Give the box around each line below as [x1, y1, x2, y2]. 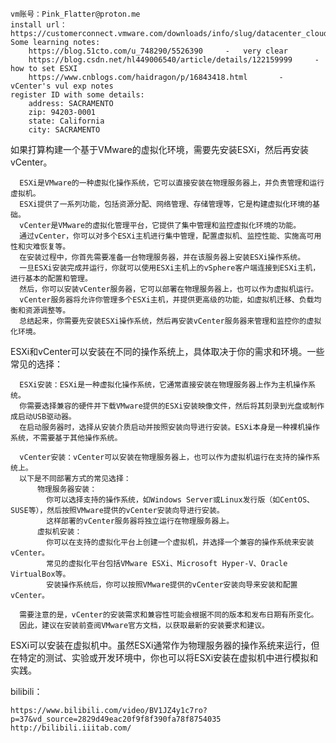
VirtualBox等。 [10, 569, 71, 579]
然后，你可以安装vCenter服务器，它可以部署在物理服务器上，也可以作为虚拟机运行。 [19, 284, 319, 294]
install [10, 20, 43, 30]
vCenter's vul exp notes [10, 81, 114, 91]
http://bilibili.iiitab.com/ [10, 723, 132, 733]
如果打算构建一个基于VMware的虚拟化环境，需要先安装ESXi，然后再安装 [10, 144, 310, 155]
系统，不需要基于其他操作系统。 [10, 433, 123, 443]
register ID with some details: [10, 90, 145, 100]
